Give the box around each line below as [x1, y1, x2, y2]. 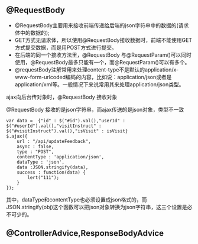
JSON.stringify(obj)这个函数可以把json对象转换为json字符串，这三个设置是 [6, 203, 187, 210]
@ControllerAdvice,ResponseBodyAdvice [6, 228, 164, 239]
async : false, [17, 144, 54, 149]
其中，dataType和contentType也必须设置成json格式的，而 [6, 196, 147, 203]
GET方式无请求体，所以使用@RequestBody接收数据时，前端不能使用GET [14, 36, 193, 44]
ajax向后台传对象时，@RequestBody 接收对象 [6, 93, 118, 100]
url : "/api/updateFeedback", [17, 138, 92, 144]
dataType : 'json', [17, 159, 65, 165]
